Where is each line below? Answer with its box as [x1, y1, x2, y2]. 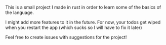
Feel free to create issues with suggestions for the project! [5, 34, 127, 40]
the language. [5, 9, 34, 15]
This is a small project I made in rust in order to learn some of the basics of [5, 4, 161, 10]
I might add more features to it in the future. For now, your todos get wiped [5, 19, 161, 25]
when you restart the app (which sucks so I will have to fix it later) [5, 24, 143, 30]
